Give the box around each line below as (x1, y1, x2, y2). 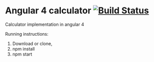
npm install (12, 46, 35, 52)
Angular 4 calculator (5, 5, 92, 16)
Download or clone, (12, 40, 52, 47)
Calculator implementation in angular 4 (5, 21, 84, 27)
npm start (12, 51, 32, 57)
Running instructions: (5, 31, 49, 37)
